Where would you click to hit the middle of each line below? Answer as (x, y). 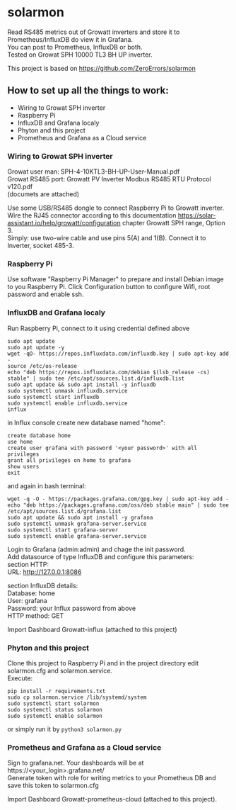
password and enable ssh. (46, 294)
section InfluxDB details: (43, 585)
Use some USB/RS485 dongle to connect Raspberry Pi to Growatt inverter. (116, 208)
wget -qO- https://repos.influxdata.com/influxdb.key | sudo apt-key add (118, 354)
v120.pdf (20, 187)
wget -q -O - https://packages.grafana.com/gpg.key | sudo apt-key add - (118, 499)
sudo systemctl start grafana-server (63, 530)
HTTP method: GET (36, 615)
